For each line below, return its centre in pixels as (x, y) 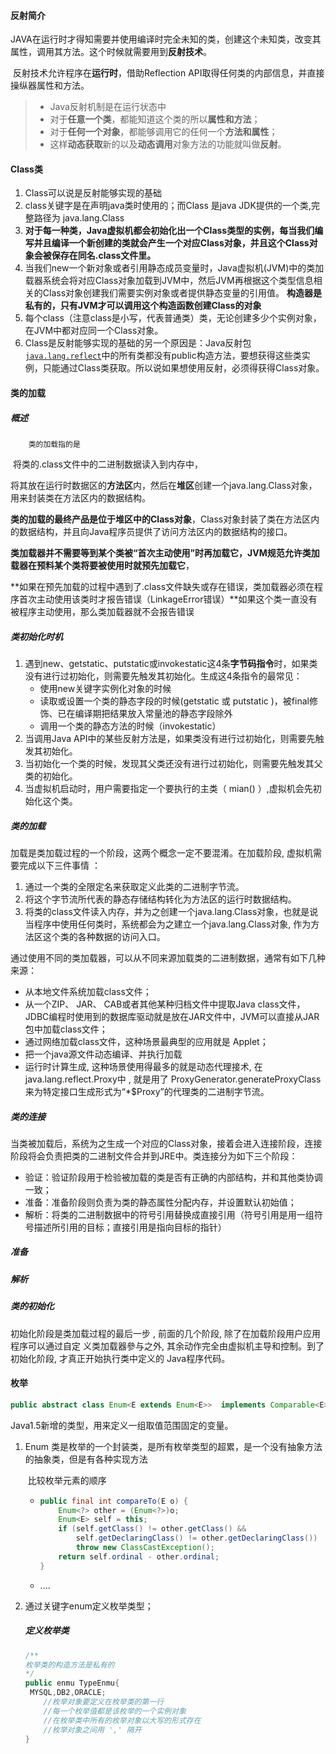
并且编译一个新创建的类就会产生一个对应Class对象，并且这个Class (171, 243)
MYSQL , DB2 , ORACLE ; (68, 1693)
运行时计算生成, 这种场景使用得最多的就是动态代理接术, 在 (143, 1066)
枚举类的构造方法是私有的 (69, 1665)
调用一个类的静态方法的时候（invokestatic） (130, 726)
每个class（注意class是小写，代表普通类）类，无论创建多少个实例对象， (173, 318)
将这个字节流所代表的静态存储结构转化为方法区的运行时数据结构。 (160, 899)
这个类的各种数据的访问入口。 (104, 936)
